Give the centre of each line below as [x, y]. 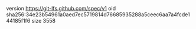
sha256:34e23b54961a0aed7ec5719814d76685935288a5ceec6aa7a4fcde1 [98, 14]
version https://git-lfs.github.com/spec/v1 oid [61, 8]
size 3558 [44, 21]
